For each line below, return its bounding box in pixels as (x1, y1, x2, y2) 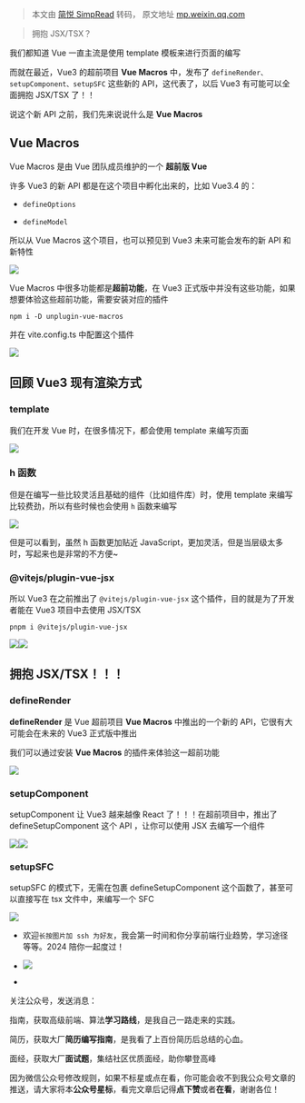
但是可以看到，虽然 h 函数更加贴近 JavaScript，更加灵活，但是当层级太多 (9, 536, 284, 548)
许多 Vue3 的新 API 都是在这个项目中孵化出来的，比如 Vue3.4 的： (9, 180, 258, 191)
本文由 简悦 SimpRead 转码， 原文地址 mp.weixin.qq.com (31, 9, 246, 19)
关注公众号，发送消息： (9, 995, 97, 1007)
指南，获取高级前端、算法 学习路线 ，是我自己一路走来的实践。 (9, 1015, 241, 1026)
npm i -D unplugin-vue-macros (9, 312, 124, 321)
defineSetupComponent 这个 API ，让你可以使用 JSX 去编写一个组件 (9, 820, 265, 831)
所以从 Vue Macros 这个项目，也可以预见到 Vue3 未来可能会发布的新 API (9, 234, 281, 245)
